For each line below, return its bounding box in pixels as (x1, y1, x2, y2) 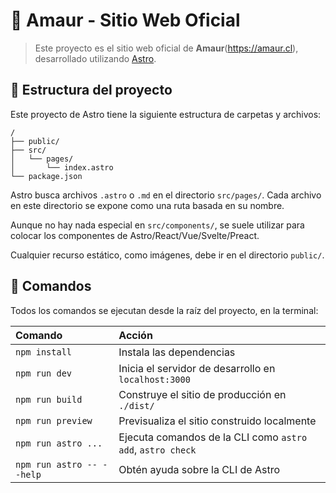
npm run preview (15, 415, 93, 426)
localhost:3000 (118, 374, 191, 385)
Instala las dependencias (118, 345, 236, 359)
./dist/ (118, 400, 155, 411)
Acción (118, 328, 153, 342)
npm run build (15, 394, 83, 405)
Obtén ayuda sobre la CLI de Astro (118, 462, 280, 476)
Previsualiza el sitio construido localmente (118, 414, 317, 428)
